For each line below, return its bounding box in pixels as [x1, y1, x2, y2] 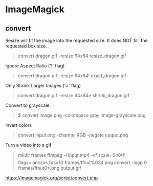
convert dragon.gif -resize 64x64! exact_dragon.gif [17, 73, 126, 79]
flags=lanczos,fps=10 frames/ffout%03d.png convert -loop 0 [17, 159, 147, 166]
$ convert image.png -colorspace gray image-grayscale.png [17, 112, 146, 118]
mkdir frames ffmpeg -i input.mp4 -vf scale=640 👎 [17, 152, 125, 158]
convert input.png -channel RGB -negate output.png [17, 132, 128, 138]
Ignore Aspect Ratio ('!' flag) [5, 63, 65, 68]
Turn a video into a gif [5, 142, 52, 148]
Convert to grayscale [5, 102, 50, 108]
